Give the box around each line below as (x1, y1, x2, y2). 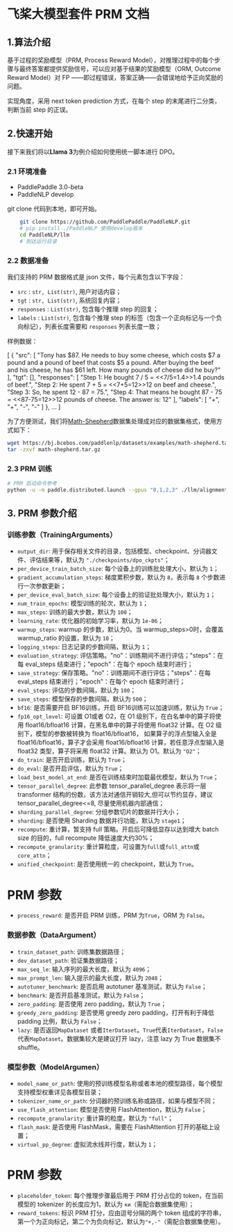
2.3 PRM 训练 (7, 464, 53, 473)
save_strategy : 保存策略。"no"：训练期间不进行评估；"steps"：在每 (17, 669, 212, 677)
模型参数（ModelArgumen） (7, 1062, 104, 1071)
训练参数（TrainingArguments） (7, 530, 117, 540)
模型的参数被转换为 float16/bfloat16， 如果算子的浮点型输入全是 (35, 729, 217, 738)
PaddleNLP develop (17, 191, 74, 199)
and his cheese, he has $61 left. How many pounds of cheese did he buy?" (7, 366, 221, 374)
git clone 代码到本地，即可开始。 (7, 204, 101, 213)
